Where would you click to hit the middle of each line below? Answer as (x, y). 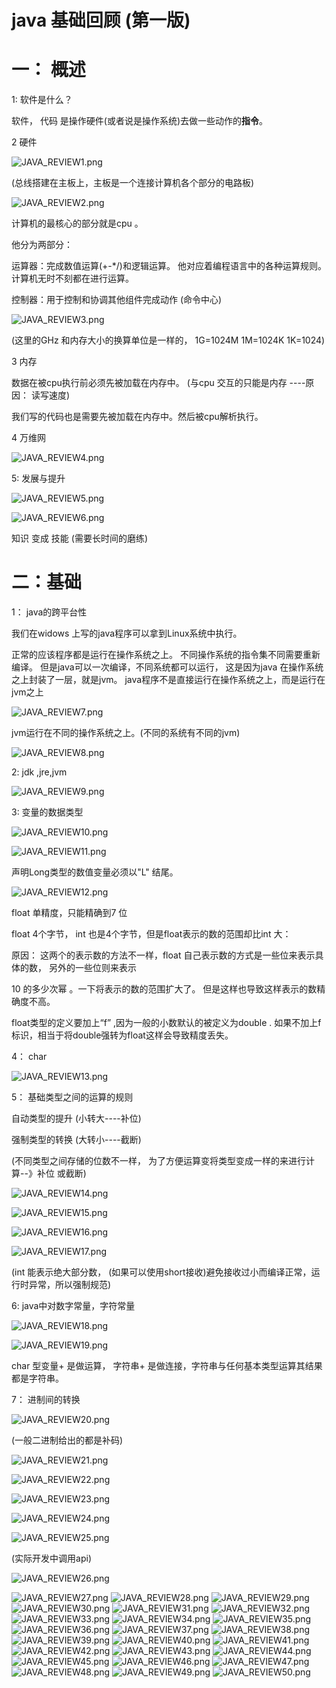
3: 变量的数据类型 (47, 812)
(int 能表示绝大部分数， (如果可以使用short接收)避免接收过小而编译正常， (161, 1272)
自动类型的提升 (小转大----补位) (76, 1118)
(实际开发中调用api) (52, 1558)
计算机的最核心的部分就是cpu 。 (77, 223)
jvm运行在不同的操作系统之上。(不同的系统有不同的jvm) (126, 733)
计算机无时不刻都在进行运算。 (72, 278)
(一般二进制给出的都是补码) (67, 1440)
